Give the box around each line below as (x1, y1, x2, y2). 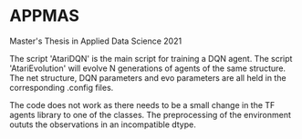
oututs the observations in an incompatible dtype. (9, 119, 196, 130)
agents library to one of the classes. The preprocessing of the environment (9, 109, 292, 120)
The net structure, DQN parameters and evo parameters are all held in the (9, 72, 286, 83)
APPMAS (9, 5, 80, 26)
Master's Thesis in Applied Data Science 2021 (9, 35, 182, 46)
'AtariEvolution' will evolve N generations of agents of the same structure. (9, 63, 286, 74)
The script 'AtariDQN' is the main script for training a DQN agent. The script (9, 53, 293, 64)
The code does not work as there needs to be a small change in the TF (9, 99, 276, 110)
